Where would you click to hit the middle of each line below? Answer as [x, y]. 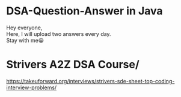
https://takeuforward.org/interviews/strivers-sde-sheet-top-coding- [91, 81]
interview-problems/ [32, 87]
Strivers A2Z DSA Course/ [73, 65]
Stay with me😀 [25, 40]
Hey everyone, [24, 28]
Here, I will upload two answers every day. [59, 34]
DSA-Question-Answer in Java [85, 11]
